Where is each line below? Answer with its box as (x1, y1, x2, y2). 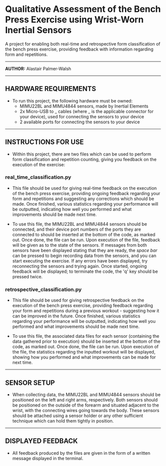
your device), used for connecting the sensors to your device (19, 113, 144, 119)
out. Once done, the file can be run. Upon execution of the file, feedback (12, 237, 161, 243)
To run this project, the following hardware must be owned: (12, 98, 133, 104)
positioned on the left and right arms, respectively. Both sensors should (12, 397, 158, 403)
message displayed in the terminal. (12, 455, 83, 461)
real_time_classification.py (5, 174, 72, 181)
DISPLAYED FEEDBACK (5, 437, 78, 445)
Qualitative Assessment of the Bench (5, 3, 161, 15)
